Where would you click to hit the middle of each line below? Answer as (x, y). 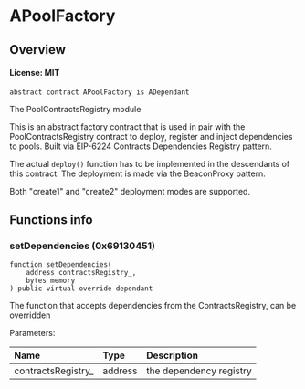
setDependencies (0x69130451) (82, 246)
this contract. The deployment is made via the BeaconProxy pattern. (138, 173)
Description (172, 355)
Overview (38, 50)
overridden (30, 315)
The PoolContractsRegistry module (75, 109)
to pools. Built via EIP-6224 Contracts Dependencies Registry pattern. (141, 146)
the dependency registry (199, 371)
